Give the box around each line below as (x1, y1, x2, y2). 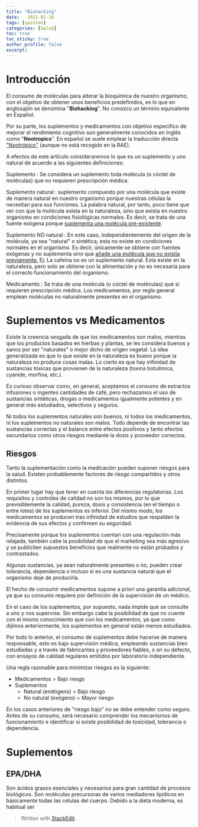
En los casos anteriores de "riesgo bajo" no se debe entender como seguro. (6, 706, 191, 713)
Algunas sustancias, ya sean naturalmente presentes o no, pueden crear (6, 561, 183, 568)
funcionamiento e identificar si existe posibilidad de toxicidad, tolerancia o (6, 718, 187, 725)
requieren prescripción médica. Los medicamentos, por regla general (6, 286, 175, 293)
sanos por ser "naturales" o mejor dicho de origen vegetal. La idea (6, 345, 168, 353)
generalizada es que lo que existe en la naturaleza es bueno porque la (6, 352, 177, 359)
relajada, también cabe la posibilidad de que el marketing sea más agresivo (6, 538, 189, 545)
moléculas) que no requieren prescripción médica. (6, 177, 129, 184)
